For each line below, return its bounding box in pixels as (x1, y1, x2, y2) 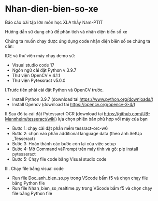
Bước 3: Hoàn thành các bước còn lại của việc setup (12, 140, 116, 146)
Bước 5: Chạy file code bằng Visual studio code (12, 156, 107, 162)
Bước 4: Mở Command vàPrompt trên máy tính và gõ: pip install (12, 146, 139, 152)
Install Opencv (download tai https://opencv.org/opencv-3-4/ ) (12, 101, 136, 107)
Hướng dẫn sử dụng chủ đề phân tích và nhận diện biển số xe (5, 29, 128, 34)
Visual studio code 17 (12, 62, 55, 68)
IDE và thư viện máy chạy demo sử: (5, 52, 75, 59)
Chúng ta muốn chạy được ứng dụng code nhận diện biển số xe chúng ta (5, 38, 151, 44)
